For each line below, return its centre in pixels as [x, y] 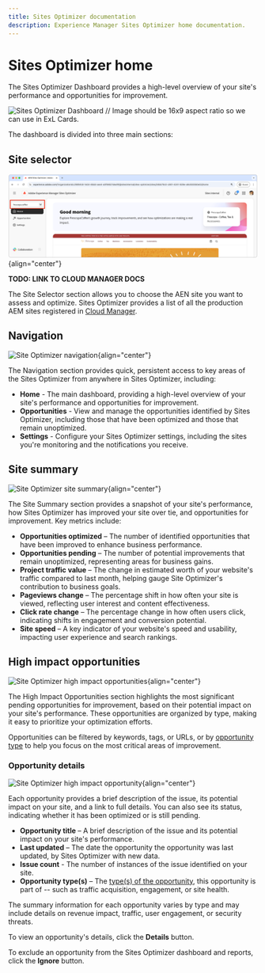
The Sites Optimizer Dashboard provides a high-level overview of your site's [132, 87]
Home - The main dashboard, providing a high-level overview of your [132, 394]
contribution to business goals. [70, 587]
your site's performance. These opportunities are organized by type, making [132, 713]
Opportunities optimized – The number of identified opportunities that [135, 536]
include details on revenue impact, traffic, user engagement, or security [125, 913]
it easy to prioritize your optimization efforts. [80, 721]
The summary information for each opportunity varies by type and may [124, 905]
